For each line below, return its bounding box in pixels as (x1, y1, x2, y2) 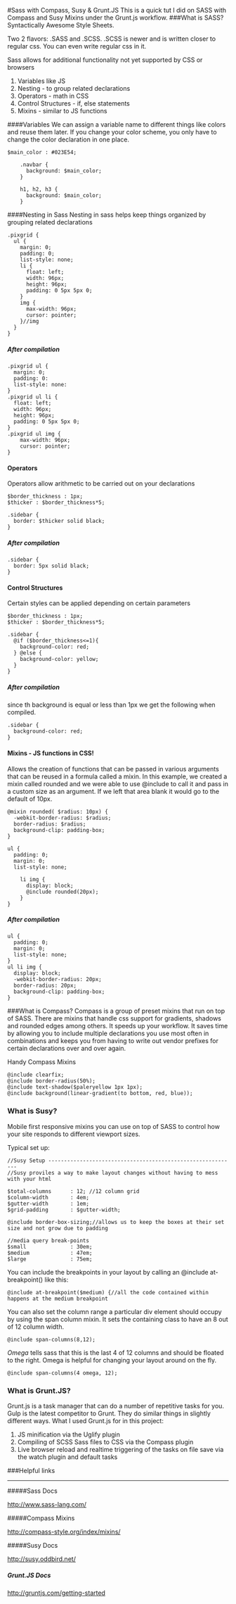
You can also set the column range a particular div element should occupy (7, 1307, 223, 1315)
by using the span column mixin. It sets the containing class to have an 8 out (7, 1315, 228, 1323)
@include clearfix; (7, 1071, 65, 1079)
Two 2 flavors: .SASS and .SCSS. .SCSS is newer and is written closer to (7, 34, 216, 43)
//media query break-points (7, 1237, 90, 1244)
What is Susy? (7, 1106, 58, 1116)
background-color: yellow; (20, 656, 99, 663)
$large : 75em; (7, 1256, 93, 1263)
